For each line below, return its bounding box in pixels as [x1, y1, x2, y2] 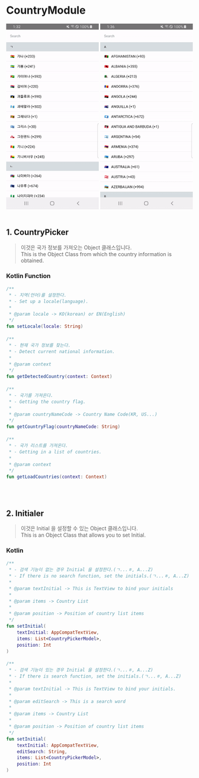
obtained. [20, 257, 44, 264]
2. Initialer [6, 508, 44, 518]
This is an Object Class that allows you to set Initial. [20, 531, 146, 538]
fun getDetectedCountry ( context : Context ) [6, 374, 113, 380]
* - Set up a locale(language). [8, 298, 89, 304]
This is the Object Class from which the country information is [20, 250, 172, 257]
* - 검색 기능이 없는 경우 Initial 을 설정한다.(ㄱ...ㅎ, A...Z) [8, 567, 153, 573]
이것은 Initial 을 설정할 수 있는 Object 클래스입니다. [20, 524, 138, 532]
